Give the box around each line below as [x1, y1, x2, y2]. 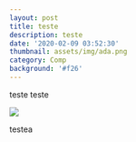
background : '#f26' [9, 65, 83, 74]
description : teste [9, 30, 83, 39]
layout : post [9, 13, 59, 23]
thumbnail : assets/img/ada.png [9, 47, 128, 56]
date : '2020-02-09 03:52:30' [9, 38, 120, 48]
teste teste [9, 88, 50, 100]
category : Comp [9, 56, 67, 65]
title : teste [9, 22, 59, 31]
